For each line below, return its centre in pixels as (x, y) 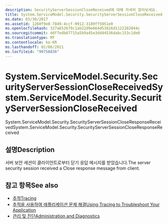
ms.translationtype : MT (30, 38)
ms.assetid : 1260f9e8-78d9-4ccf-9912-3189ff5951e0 (59, 24)
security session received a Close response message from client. (73, 168)
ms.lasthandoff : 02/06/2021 (35, 47)
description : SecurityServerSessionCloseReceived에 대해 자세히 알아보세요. (81, 10)
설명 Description (30, 150)
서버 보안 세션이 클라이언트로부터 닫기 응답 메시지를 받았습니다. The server (78, 162)
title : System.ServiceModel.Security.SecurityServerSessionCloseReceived (84, 14)
